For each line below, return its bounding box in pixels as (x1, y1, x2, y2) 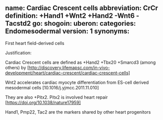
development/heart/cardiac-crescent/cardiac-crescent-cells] (5, 70, 130, 76)
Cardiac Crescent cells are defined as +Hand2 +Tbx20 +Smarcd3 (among (5, 59, 156, 65)
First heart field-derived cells (5, 40, 64, 46)
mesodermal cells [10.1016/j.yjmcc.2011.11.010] (5, 84, 99, 90)
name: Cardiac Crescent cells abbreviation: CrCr (5, 4, 159, 12)
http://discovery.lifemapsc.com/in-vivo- (29, 64, 110, 71)
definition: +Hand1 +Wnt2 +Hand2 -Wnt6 (5, 12, 135, 20)
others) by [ (5, 64, 29, 71)
